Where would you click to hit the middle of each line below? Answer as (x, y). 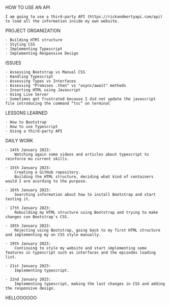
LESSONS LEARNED (26, 113)
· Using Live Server (27, 94)
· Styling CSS (20, 44)
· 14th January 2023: (28, 150)
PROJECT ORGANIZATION (33, 31)
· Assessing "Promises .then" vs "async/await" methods (66, 86)
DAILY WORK (19, 141)
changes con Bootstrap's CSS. (37, 217)
